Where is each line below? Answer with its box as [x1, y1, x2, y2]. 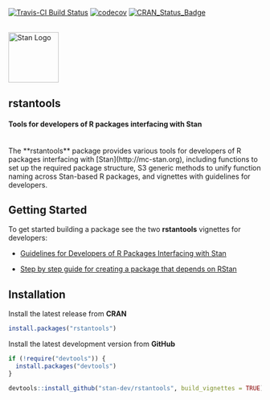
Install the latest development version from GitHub [8, 339, 175, 349]
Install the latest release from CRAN [8, 309, 127, 319]
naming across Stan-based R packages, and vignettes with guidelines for [8, 171, 251, 181]
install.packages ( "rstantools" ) [8, 324, 117, 333]
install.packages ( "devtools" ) [15, 362, 117, 370]
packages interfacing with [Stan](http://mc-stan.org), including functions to [8, 154, 259, 164]
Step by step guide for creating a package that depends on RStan [19, 264, 237, 274]
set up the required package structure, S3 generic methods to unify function [8, 163, 261, 172]
